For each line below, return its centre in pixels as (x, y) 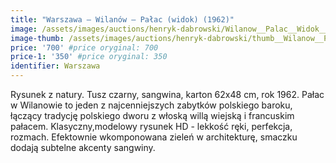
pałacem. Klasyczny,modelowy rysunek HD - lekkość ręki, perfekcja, (151, 126)
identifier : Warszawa (55, 66)
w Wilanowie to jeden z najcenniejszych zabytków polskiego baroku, (151, 105)
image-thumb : (37, 38)
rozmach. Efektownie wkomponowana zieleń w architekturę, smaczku (154, 137)
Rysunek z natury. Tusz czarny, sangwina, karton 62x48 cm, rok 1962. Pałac (167, 94)
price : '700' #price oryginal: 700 (84, 47)
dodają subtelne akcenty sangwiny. (83, 147)
